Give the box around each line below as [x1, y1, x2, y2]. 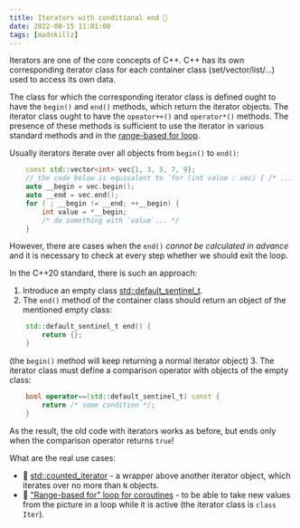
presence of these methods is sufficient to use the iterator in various [9, 120, 265, 131]
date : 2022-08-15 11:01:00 [9, 22, 111, 31]
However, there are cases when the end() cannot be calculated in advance [9, 241, 289, 252]
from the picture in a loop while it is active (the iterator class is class [22, 499, 277, 510]
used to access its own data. [9, 74, 116, 85]
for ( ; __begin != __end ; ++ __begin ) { [25, 198, 180, 208]
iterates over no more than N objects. [22, 479, 160, 490]
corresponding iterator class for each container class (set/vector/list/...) [9, 64, 276, 75]
